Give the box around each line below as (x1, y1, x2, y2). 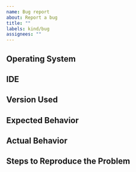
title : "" (6, 20, 31, 26)
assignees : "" (6, 31, 42, 37)
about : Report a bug (6, 14, 58, 21)
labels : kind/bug (6, 25, 50, 32)
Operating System (6, 54, 76, 64)
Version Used (6, 95, 58, 105)
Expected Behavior (6, 115, 79, 126)
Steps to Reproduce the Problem (6, 156, 131, 167)
